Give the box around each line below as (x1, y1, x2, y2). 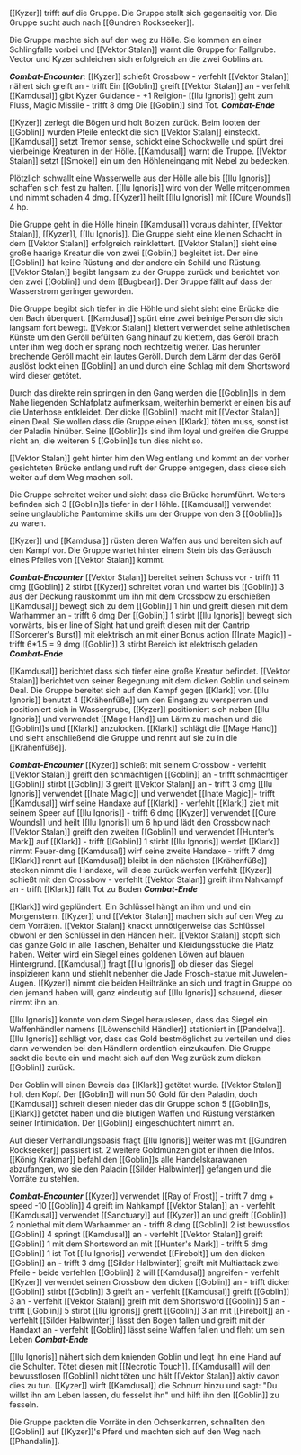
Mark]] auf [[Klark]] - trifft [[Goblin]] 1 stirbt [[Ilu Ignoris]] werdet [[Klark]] (9, 836, 280, 846)
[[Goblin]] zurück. (9, 1062, 75, 1073)
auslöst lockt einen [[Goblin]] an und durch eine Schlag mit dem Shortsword (9, 361, 290, 371)
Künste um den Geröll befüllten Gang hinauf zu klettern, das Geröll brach (9, 332, 279, 343)
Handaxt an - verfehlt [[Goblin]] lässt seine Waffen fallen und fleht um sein (9, 1325, 286, 1334)
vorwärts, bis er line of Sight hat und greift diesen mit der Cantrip (9, 620, 250, 630)
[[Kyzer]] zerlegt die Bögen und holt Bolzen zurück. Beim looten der (9, 117, 261, 128)
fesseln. (9, 1399, 39, 1410)
